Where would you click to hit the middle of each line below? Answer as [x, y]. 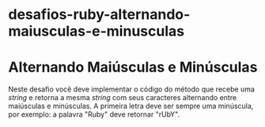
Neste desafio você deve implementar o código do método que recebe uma [132, 89]
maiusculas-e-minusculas [96, 31]
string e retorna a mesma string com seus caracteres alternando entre [123, 98]
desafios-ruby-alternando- [99, 15]
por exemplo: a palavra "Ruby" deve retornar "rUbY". [94, 114]
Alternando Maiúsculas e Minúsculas [133, 67]
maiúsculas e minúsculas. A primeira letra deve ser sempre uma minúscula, [131, 106]
